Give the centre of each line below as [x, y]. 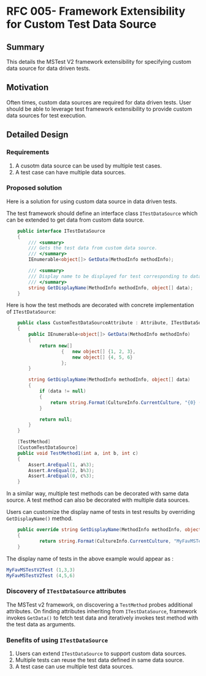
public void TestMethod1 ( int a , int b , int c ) [78, 453]
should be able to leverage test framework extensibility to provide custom [99, 109]
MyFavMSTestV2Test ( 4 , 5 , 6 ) [41, 575]
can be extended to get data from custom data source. [75, 220]
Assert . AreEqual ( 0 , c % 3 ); [62, 476]
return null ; [55, 419]
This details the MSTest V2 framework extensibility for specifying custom [99, 62]
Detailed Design [37, 135]
